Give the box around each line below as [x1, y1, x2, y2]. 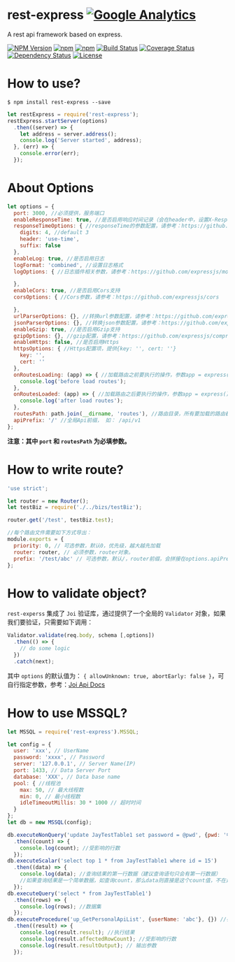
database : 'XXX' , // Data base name [13, 773, 120, 780]
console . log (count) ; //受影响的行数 [20, 845, 120, 852]
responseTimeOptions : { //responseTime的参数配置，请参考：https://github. [13, 222, 229, 230]
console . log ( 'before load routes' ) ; [20, 378, 127, 385]
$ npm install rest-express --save [7, 99, 111, 106]
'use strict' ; [7, 484, 49, 492]
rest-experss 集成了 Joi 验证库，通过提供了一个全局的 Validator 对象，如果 [7, 609, 226, 618]
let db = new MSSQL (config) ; [7, 819, 92, 826]
